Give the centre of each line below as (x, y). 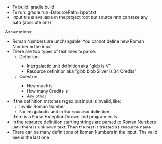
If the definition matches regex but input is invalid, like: (66, 101)
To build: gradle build (33, 7)
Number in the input (32, 46)
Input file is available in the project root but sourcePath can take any (80, 17)
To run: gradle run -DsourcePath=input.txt (54, 12)
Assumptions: (19, 32)
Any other (36, 96)
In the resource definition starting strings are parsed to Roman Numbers (84, 122)
